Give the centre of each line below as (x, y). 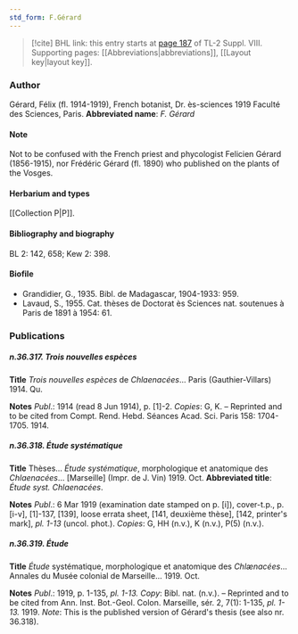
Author (25, 85)
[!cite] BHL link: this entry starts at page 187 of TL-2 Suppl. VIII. (147, 43)
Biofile (21, 274)
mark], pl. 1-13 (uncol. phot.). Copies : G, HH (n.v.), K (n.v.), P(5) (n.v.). (137, 523)
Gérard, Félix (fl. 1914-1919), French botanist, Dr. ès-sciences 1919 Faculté (145, 104)
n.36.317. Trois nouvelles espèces (73, 357)
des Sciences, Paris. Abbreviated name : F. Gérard (102, 113)
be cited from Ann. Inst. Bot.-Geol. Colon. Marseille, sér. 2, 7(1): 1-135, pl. (143, 602)
